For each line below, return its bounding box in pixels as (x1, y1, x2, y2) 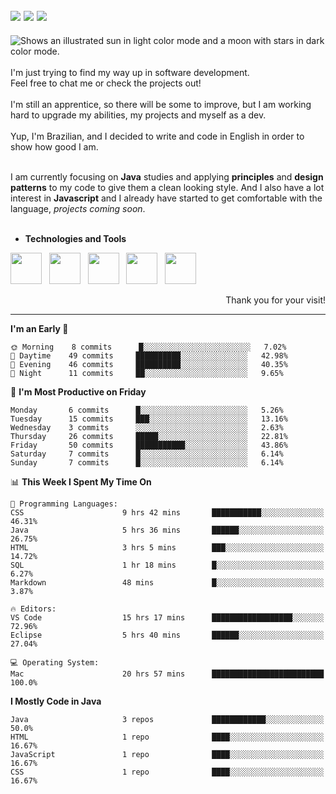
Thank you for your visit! (225, 294, 326, 306)
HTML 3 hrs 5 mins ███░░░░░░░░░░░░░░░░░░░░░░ (10, 542, 325, 553)
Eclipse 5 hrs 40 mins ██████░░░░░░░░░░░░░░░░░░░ (10, 630, 325, 640)
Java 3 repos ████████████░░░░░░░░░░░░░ (10, 714, 325, 724)
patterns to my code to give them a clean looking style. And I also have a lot (10, 181, 325, 193)
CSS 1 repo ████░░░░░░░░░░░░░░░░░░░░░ (10, 767, 325, 777)
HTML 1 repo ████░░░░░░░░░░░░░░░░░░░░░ (10, 732, 325, 742)
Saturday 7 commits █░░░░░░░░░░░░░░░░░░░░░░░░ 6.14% (10, 449, 284, 459)
